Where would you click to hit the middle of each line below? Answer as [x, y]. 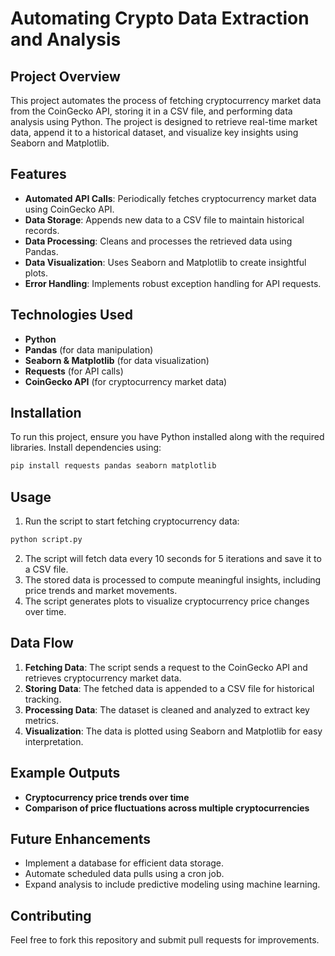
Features [38, 174]
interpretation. [54, 741]
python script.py [46, 540]
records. [42, 230]
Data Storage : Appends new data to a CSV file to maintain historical [164, 219]
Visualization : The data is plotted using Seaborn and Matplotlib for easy [173, 731]
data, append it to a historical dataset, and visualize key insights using [154, 132]
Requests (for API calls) [74, 371]
